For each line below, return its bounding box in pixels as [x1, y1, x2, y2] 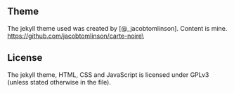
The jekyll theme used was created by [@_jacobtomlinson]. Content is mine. [7, 24, 228, 32]
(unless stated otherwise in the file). [7, 78, 111, 86]
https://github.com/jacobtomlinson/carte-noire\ [7, 31, 144, 40]
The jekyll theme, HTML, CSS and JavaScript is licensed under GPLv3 [7, 70, 209, 79]
